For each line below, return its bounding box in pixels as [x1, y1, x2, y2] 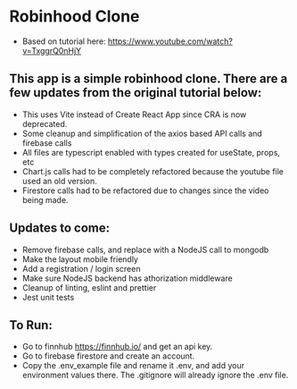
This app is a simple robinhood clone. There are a [9, 72, 288, 87]
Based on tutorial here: [21, 36, 106, 47]
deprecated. [21, 118, 68, 129]
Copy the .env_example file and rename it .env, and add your [21, 360, 245, 371]
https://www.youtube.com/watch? [107, 36, 234, 47]
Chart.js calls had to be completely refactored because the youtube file [21, 165, 284, 176]
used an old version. [21, 175, 98, 186]
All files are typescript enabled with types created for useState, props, [21, 147, 281, 157]
